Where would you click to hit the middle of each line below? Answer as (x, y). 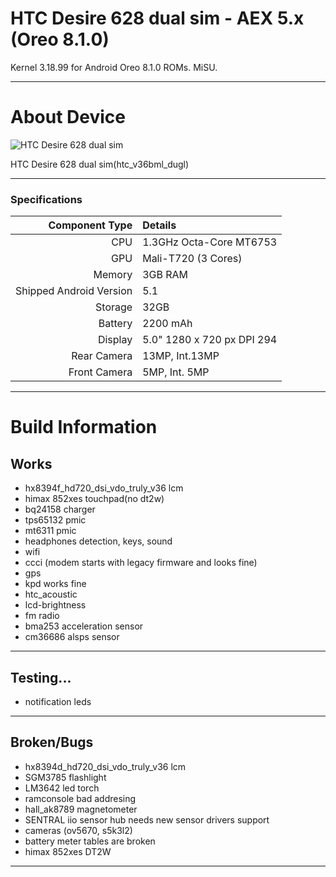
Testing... (41, 677)
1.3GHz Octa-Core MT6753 (210, 242)
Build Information (84, 427)
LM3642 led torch (62, 788)
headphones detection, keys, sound (98, 541)
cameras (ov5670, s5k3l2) (78, 830)
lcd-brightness (55, 605)
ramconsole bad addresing (80, 798)
